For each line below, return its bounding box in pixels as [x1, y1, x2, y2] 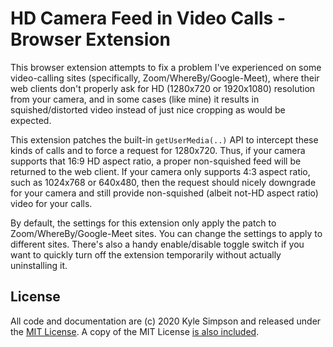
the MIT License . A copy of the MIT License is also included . [10, 325, 260, 337]
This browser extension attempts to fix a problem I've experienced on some [10, 61, 322, 73]
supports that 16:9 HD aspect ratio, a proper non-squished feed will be [10, 155, 302, 167]
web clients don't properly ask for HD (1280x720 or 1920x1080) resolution [10, 82, 316, 94]
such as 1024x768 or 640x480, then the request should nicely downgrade [10, 176, 317, 188]
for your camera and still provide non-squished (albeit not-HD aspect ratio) [10, 187, 319, 199]
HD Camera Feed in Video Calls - [10, 7, 286, 30]
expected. [10, 114, 52, 126]
